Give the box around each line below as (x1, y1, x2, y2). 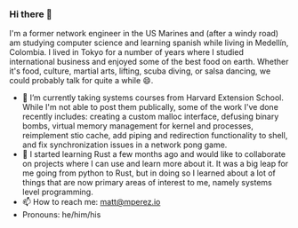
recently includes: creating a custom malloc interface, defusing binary (21, 111, 279, 122)
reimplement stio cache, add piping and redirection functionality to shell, (21, 130, 288, 141)
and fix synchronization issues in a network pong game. (21, 139, 228, 150)
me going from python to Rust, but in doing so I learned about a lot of (21, 168, 276, 178)
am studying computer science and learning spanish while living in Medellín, (9, 37, 289, 48)
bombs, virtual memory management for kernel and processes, (21, 121, 254, 131)
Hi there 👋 (9, 8, 53, 20)
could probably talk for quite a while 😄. (9, 75, 154, 86)
